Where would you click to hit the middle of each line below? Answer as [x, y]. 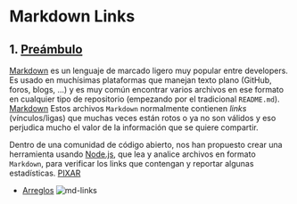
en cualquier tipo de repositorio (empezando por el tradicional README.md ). [144, 99]
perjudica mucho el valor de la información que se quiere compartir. [134, 127]
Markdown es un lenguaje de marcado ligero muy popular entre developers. [148, 70]
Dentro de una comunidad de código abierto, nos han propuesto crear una [146, 145]
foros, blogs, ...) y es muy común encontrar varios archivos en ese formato [146, 90]
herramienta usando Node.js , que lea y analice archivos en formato [132, 154]
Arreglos [38, 190]
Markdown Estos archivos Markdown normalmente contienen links [128, 108]
